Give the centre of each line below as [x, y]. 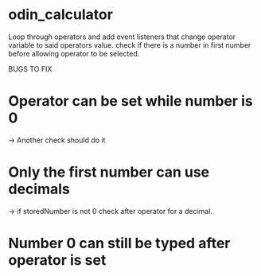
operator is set [57, 260]
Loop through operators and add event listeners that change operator [122, 37]
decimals [39, 189]
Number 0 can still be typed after [119, 243]
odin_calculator [61, 15]
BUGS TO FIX [30, 68]
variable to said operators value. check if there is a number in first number [130, 45]
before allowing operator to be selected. [74, 53]
